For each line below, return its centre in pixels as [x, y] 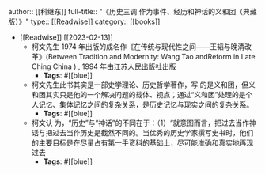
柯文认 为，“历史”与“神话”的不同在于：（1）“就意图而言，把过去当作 [140, 123]
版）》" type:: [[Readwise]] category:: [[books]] [84, 21]
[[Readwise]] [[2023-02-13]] [66, 37]
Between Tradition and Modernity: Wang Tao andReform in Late [151, 57]
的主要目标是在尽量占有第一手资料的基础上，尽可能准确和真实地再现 [142, 142]
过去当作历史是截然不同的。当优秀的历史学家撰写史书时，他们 [153, 132]
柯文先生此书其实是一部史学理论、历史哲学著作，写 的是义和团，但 [140, 85]
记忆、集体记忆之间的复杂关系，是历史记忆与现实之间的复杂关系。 [146, 104]
